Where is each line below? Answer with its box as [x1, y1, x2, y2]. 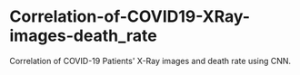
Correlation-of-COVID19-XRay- [9, 6, 251, 27]
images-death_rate [9, 25, 157, 46]
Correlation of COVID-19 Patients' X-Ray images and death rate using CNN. [9, 55, 292, 66]
